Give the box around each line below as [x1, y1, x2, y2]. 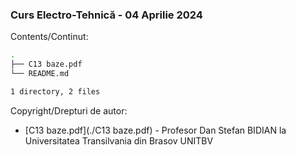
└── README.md [10, 69, 70, 79]
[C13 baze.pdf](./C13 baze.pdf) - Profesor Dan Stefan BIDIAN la [24, 124, 287, 136]
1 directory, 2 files [10, 86, 101, 97]
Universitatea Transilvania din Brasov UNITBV [24, 134, 214, 147]
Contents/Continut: [10, 31, 89, 43]
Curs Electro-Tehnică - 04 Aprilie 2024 [10, 8, 203, 22]
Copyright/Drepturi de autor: [10, 104, 128, 117]
